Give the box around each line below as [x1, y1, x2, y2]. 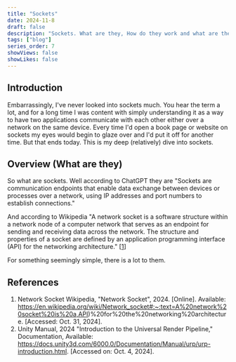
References [7, 276, 59, 288]
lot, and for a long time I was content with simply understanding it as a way [7, 108, 224, 116]
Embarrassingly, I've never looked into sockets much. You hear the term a [7, 100, 221, 109]
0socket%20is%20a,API [17, 310, 88, 319]
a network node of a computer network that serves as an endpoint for [7, 220, 209, 229]
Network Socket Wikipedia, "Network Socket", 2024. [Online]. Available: [17, 295, 226, 304]
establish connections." [7, 199, 75, 208]
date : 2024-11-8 [7, 17, 55, 24]
